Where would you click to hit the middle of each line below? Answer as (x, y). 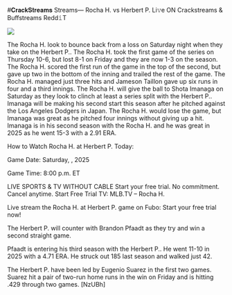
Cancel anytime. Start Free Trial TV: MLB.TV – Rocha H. (86, 194)
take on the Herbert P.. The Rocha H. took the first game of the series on (111, 52)
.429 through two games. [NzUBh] (56, 284)
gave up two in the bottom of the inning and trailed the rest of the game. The (116, 74)
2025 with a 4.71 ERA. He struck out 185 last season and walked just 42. (110, 256)
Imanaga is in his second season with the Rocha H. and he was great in (108, 125)
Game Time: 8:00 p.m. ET (44, 173)
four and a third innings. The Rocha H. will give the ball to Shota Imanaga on (115, 89)
